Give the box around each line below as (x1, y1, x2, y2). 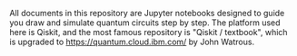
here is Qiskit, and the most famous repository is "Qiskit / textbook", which (9, 27, 288, 37)
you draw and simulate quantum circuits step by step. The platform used (9, 17, 281, 28)
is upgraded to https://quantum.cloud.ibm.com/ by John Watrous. (9, 36, 255, 47)
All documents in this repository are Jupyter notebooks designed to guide (9, 8, 285, 18)
